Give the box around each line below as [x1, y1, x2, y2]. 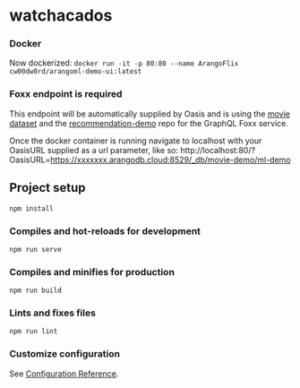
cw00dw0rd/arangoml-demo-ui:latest [9, 67, 142, 76]
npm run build [9, 286, 63, 296]
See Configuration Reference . [9, 368, 119, 379]
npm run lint [9, 327, 58, 336]
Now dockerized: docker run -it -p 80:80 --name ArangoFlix [9, 57, 239, 68]
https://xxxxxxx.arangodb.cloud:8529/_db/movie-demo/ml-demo [50, 154, 291, 165]
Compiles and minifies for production [9, 265, 175, 278]
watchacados [9, 5, 113, 26]
